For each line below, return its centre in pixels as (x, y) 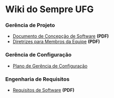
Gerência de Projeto (30, 25)
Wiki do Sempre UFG (49, 9)
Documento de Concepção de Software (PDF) (61, 36)
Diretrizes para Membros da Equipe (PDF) (56, 42)
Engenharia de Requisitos (37, 79)
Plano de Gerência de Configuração (50, 66)
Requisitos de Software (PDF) (43, 90)
